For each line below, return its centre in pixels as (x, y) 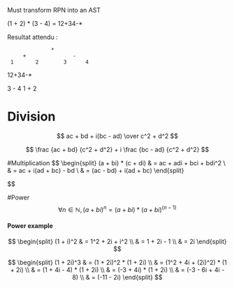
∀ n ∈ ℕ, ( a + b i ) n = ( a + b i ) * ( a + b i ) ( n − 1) (117, 209)
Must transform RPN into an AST (54, 10)
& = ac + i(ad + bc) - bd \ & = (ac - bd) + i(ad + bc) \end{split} (96, 170)
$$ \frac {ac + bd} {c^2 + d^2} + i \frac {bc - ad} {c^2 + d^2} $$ (117, 149)
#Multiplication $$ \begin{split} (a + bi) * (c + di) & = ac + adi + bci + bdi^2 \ (116, 162)
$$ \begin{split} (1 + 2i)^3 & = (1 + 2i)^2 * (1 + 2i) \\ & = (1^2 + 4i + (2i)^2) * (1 (117, 262)
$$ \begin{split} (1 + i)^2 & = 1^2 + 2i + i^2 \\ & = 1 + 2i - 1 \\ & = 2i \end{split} (117, 241)
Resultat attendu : (32, 37)
